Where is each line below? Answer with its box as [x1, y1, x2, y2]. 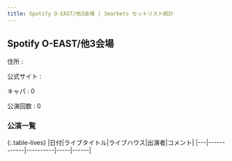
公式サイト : [7, 72, 42, 81]
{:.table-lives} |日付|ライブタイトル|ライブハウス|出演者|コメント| [7, 138, 194, 146]
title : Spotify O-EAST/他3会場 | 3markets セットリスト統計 [7, 10, 174, 17]
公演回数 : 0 [7, 102, 41, 110]
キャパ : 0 [7, 87, 35, 95]
